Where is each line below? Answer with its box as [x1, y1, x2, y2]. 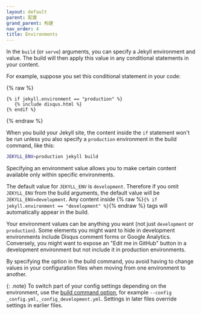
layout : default [6, 8, 47, 15]
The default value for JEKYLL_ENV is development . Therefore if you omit [6, 183, 179, 190]
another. [6, 271, 27, 277]
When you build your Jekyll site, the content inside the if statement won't [6, 129, 190, 136]
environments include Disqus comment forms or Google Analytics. [6, 233, 171, 240]
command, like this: [6, 142, 55, 149]
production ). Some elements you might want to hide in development [6, 227, 175, 234]
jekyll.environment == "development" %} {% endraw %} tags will [6, 202, 168, 209]
